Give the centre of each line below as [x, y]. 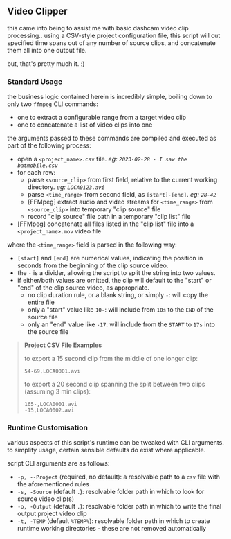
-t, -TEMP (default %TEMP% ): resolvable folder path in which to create [113, 521]
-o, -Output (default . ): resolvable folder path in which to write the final [119, 506]
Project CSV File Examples [63, 345]
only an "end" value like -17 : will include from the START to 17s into [121, 324]
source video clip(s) [46, 499]
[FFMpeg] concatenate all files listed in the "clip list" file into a [105, 224]
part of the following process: [49, 145]
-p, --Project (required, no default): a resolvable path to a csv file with [118, 477]
